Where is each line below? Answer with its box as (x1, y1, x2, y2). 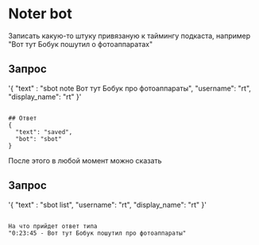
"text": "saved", (15, 128, 73, 136)
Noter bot (8, 5, 73, 23)
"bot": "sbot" (15, 135, 62, 143)
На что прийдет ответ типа (8, 222, 98, 230)
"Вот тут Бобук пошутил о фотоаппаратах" (8, 39, 153, 48)
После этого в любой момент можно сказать (8, 155, 162, 165)
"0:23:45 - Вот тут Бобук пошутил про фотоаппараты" (8, 229, 187, 237)
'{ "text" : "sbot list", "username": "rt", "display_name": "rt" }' (8, 200, 207, 209)
